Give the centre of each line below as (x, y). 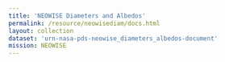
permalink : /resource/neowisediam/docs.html (84, 23)
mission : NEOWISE (37, 46)
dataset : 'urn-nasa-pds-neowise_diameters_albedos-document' (113, 38)
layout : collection (41, 31)
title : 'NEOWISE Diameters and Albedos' (77, 16)
